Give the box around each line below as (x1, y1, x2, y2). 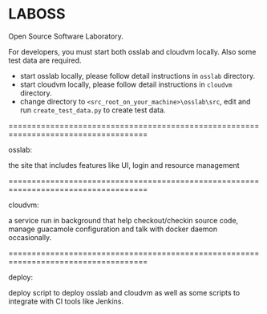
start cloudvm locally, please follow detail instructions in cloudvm (19, 80, 233, 89)
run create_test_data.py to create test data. (19, 105, 166, 115)
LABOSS (8, 5, 66, 23)
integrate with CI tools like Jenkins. (8, 296, 124, 306)
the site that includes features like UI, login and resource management (8, 160, 240, 169)
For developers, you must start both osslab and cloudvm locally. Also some (8, 47, 257, 56)
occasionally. (8, 232, 52, 242)
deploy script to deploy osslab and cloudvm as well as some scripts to (8, 287, 241, 297)
